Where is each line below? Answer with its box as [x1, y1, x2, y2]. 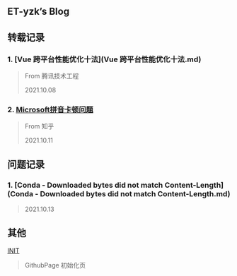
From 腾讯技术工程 [24, 72, 79, 80]
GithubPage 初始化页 [24, 260, 86, 269]
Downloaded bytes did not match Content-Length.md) [40, 188, 231, 198]
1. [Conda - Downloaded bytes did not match [7, 180, 163, 190]
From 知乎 [24, 122, 54, 131]
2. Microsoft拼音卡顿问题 [7, 105, 93, 114]
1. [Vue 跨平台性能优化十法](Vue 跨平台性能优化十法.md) [7, 54, 202, 64]
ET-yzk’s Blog [7, 6, 69, 18]
